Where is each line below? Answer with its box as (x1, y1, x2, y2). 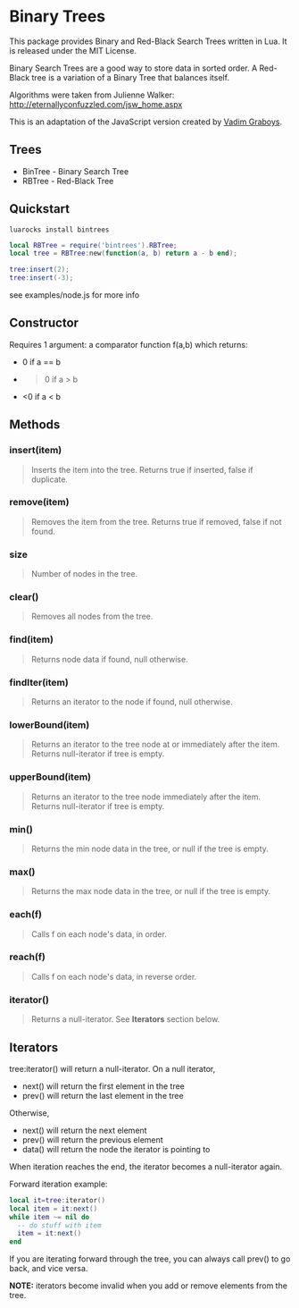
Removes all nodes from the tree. (30, 611, 154, 622)
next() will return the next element (21, 1125, 147, 1135)
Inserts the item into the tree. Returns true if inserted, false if (30, 464, 253, 475)
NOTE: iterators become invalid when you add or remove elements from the (9, 1280, 288, 1291)
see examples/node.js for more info (9, 290, 140, 300)
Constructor (9, 316, 79, 331)
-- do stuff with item (17, 1220, 102, 1230)
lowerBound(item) (9, 718, 90, 730)
